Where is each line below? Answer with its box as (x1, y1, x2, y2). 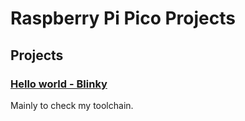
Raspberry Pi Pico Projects (10, 7, 236, 30)
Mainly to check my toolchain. (10, 99, 134, 111)
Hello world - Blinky (10, 77, 108, 91)
